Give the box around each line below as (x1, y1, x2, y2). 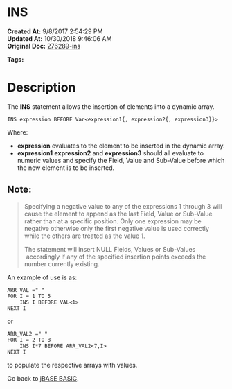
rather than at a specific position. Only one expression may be (24, 216, 202, 225)
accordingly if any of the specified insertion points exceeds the (26, 252, 206, 261)
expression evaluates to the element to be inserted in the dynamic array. (17, 141, 225, 150)
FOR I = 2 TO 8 (7, 336, 51, 343)
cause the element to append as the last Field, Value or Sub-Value (24, 209, 213, 218)
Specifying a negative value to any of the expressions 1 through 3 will (24, 202, 222, 210)
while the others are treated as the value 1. (24, 232, 145, 240)
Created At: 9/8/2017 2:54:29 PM (7, 27, 103, 35)
